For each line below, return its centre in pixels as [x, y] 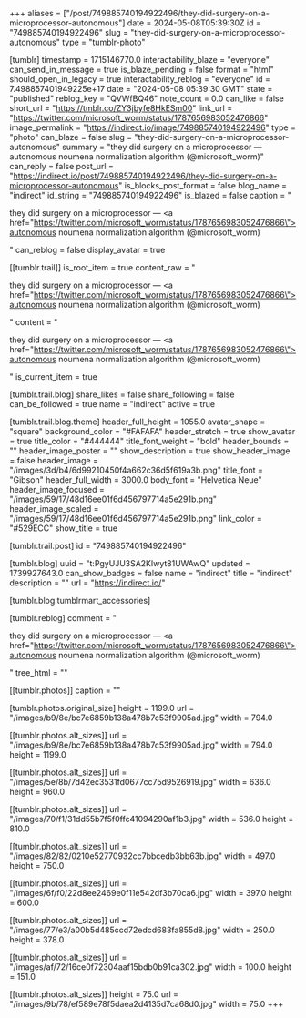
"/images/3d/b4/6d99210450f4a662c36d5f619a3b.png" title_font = [137, 470]
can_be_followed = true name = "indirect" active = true [112, 404]
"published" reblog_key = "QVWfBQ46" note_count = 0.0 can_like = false [147, 98]
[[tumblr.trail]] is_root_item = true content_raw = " [102, 267]
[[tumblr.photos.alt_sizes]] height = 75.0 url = [94, 994]
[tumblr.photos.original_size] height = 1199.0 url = [102, 708]
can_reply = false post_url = [61, 166]
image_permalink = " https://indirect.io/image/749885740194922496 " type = [153, 127]
